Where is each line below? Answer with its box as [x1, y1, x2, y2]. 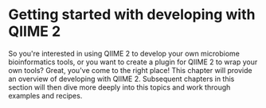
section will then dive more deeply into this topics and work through [8, 82, 231, 92]
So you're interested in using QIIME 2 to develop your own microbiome [8, 48, 241, 58]
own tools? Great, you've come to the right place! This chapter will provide [8, 65, 252, 75]
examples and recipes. [8, 91, 83, 100]
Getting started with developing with [8, 6, 256, 24]
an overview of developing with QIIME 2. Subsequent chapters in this [8, 74, 235, 83]
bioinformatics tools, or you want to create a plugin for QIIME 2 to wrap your [8, 57, 258, 67]
